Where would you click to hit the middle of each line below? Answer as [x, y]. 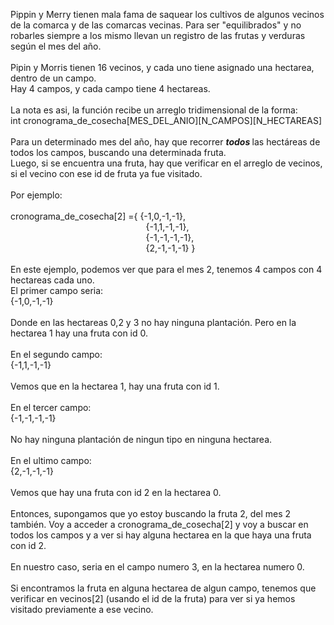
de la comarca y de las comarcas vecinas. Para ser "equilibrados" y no [156, 25]
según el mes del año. [56, 46]
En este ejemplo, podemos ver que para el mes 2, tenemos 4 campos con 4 [166, 269]
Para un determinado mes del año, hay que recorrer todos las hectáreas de [165, 142]
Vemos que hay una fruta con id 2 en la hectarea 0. [116, 492]
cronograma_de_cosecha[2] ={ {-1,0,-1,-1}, [98, 216]
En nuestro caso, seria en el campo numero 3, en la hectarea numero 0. [157, 567]
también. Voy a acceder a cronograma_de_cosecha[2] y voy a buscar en [159, 524]
